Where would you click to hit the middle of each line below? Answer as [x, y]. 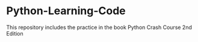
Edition [15, 33]
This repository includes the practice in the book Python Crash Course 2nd [99, 27]
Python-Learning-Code [66, 11]
